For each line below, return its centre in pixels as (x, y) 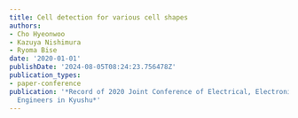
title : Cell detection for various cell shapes (99, 17)
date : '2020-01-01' (45, 59)
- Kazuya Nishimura (45, 42)
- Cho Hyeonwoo (37, 34)
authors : (25, 26)
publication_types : (45, 75)
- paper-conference (45, 83)
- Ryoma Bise (33, 51)
